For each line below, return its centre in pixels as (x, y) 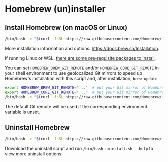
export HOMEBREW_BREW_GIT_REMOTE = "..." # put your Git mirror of (76, 88)
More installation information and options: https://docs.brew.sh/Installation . (82, 48)
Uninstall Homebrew (37, 128)
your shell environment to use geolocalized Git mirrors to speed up (74, 73)
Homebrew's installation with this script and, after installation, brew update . (82, 78)
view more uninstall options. (34, 154)
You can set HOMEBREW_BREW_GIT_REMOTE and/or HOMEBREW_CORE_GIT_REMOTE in (82, 68)
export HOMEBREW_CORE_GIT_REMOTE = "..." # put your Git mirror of (76, 92)
